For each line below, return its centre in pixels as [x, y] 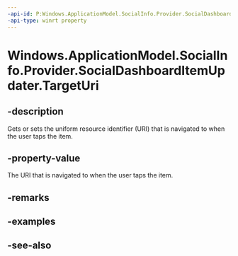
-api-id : [20, 14]
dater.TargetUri [53, 85]
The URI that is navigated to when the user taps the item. [90, 175]
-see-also [29, 246]
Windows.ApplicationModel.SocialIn [118, 56]
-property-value [44, 158]
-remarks [28, 198]
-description [35, 111]
